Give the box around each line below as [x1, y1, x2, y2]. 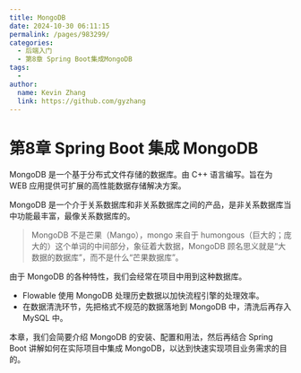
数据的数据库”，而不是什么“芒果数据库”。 [30, 252, 184, 263]
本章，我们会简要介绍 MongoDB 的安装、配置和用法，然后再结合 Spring [9, 332, 273, 343]
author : [9, 80, 39, 89]
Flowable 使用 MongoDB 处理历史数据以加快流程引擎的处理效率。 [21, 291, 264, 301]
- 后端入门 [17, 47, 53, 56]
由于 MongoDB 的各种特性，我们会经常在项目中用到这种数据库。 [9, 271, 247, 282]
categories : [9, 38, 54, 48]
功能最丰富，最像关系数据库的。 [16, 211, 135, 221]
